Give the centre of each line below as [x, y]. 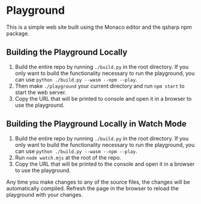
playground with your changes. [44, 194]
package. [18, 33]
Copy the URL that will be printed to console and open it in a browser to [103, 98]
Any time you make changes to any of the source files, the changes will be [98, 182]
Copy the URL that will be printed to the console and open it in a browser [105, 164]
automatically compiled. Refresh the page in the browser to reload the [92, 188]
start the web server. [40, 92]
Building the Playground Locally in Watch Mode [97, 124]
